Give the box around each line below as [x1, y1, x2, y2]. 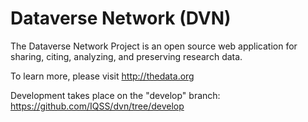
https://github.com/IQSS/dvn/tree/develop [10, 100, 185, 112]
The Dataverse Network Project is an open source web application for [10, 40, 298, 52]
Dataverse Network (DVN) [10, 7, 232, 30]
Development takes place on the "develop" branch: [10, 89, 221, 101]
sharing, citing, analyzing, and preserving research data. [10, 50, 243, 62]
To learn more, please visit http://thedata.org [10, 70, 195, 82]
